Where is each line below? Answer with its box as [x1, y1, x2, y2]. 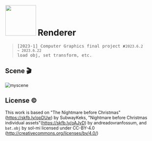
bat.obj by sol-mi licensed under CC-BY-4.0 [5, 125, 95, 131]
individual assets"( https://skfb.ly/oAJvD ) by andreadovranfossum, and [5, 120, 147, 125]
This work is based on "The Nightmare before [5, 109, 97, 115]
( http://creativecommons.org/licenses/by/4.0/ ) [5, 130, 99, 136]
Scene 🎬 [5, 67, 32, 75]
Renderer [37, 27, 76, 39]
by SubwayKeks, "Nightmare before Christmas [53, 115, 148, 121]
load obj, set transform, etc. [17, 52, 92, 58]
